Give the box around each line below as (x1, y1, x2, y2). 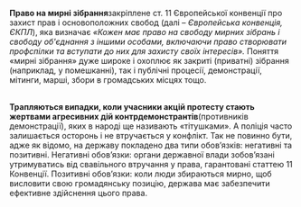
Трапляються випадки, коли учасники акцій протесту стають (9, 102, 255, 112)
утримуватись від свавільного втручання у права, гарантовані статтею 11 (9, 159, 294, 169)
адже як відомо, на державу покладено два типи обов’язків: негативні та (9, 139, 292, 150)
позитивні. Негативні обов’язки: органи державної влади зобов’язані (9, 149, 276, 160)
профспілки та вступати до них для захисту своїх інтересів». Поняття (9, 46, 279, 57)
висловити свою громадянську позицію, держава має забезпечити (9, 178, 270, 188)
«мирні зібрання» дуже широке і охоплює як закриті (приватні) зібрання (9, 56, 289, 66)
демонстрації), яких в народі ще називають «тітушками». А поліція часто (9, 121, 293, 131)
